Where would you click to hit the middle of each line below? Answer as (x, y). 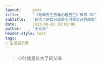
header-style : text (26, 34)
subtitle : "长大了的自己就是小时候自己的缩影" (51, 19)
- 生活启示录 (17, 43)
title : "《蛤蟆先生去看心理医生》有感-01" (51, 15)
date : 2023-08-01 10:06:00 (40, 24)
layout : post (23, 10)
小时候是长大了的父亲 (40, 58)
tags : (11, 39)
